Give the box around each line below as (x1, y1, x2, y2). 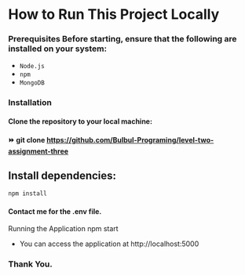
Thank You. (8, 259, 53, 270)
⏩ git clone (8, 135, 46, 144)
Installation (8, 97, 53, 108)
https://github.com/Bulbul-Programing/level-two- (46, 135, 214, 144)
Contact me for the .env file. (8, 206, 102, 216)
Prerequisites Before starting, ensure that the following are (8, 34, 237, 45)
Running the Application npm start (8, 224, 119, 233)
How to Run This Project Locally (8, 5, 220, 24)
